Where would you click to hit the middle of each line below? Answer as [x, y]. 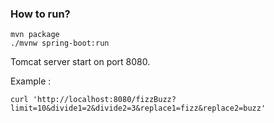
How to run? [40, 14]
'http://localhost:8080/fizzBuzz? [104, 100]
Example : [31, 81]
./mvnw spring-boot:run [60, 43]
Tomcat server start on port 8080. [80, 62]
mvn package [35, 35]
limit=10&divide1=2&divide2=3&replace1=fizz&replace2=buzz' [138, 108]
